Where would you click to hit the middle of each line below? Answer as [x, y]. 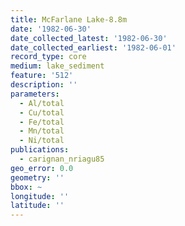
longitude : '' [40, 196]
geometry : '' [37, 177]
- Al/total [42, 103]
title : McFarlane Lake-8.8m [69, 19]
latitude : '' [37, 206]
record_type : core [48, 57]
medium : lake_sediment [57, 66]
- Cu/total [42, 112]
